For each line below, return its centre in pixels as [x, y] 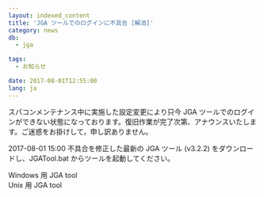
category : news [33, 30]
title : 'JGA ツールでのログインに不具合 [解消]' [81, 23]
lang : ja [23, 88]
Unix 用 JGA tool [35, 185]
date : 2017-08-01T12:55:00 [53, 81]
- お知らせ [31, 67]
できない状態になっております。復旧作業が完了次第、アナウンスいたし [136, 121]
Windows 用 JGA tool [43, 175]
